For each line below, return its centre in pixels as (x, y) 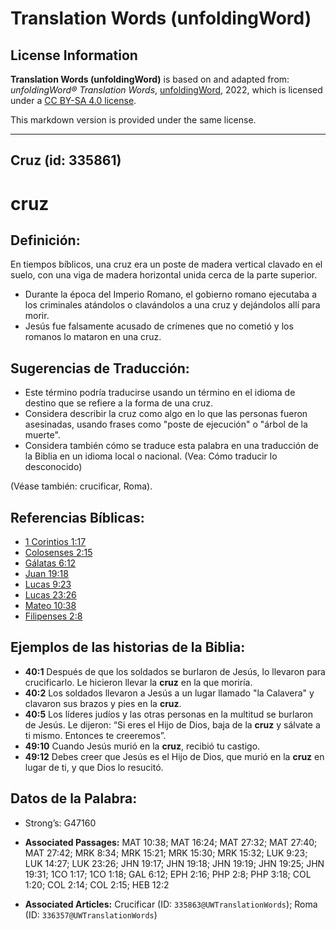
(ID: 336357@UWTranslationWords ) (91, 914)
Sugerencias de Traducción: (100, 368)
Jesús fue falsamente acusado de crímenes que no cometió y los (159, 326)
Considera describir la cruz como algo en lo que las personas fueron (166, 414)
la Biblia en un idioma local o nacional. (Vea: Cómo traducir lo (151, 456)
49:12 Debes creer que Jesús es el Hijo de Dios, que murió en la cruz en (174, 756)
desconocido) (53, 467)
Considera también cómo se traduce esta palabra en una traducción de (171, 446)
